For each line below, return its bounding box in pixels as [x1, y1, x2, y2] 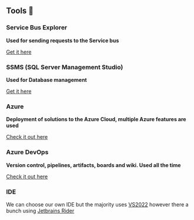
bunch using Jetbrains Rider [6, 207, 75, 214]
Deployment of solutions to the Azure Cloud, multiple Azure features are [6, 116, 186, 123]
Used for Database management [6, 76, 87, 83]
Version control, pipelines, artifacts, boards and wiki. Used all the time [6, 161, 181, 168]
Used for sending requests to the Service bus [6, 36, 119, 44]
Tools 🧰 [6, 6, 34, 16]
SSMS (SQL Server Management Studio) [6, 63, 123, 71]
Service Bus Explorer [6, 24, 68, 32]
